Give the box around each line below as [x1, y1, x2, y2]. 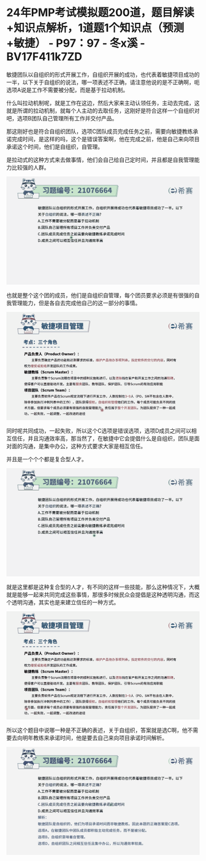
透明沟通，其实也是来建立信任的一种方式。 [11, 598, 120, 606]
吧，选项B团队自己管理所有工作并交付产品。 [6, 114, 118, 122]
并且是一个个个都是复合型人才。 [6, 455, 87, 462]
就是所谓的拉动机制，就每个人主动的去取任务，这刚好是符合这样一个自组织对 [6, 107, 200, 114]
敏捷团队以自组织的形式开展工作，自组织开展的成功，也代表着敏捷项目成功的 [6, 71, 200, 78]
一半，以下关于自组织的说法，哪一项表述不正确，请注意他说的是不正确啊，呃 [6, 78, 200, 86]
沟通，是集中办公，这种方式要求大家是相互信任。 [22, 442, 146, 450]
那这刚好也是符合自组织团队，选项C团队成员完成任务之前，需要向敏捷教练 [6, 127, 193, 135]
